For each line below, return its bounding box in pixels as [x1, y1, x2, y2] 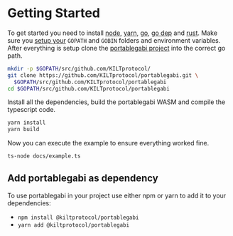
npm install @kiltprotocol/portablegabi [17, 214, 139, 221]
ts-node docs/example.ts [7, 153, 81, 160]
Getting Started [7, 5, 101, 21]
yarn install [7, 119, 46, 126]
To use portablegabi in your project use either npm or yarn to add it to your [7, 191, 227, 200]
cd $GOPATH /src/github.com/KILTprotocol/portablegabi [7, 85, 170, 92]
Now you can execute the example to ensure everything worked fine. [7, 139, 210, 148]
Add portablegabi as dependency [7, 173, 158, 185]
